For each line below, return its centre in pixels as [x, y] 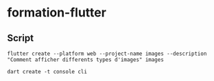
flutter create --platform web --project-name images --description [107, 54]
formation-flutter [57, 13]
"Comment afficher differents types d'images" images [86, 60]
